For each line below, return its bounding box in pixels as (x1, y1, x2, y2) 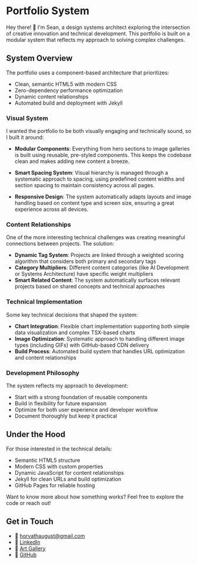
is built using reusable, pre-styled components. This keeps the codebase (14, 152, 192, 159)
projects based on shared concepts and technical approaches (14, 283, 165, 290)
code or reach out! (6, 499, 51, 506)
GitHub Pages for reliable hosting (14, 481, 95, 488)
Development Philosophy (6, 369, 79, 377)
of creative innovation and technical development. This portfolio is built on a (6, 30, 190, 37)
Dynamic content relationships (14, 93, 89, 100)
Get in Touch (6, 517, 54, 527)
